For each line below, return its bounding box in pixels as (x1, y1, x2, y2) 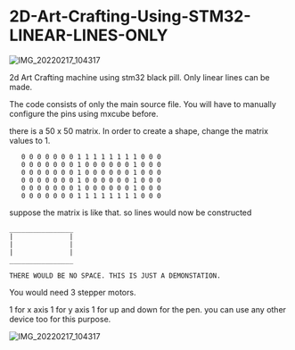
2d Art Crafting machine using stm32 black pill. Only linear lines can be (9, 71, 270, 82)
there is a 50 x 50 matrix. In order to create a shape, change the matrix (9, 125, 269, 136)
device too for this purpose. (9, 313, 111, 324)
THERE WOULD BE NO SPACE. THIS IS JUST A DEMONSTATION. (9, 271, 221, 280)
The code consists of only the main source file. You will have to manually (9, 98, 276, 109)
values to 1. (9, 135, 51, 146)
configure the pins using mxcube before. (9, 108, 159, 119)
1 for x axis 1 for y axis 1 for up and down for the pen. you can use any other (9, 304, 287, 314)
